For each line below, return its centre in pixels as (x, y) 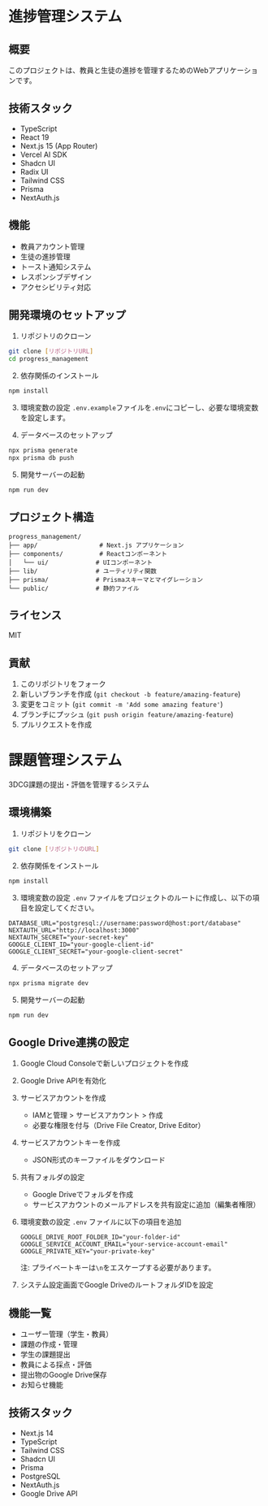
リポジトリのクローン (56, 336)
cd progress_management (49, 359)
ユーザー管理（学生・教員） (67, 1334)
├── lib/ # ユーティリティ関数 (82, 571)
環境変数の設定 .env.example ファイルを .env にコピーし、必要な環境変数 (139, 408)
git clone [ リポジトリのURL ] (54, 849)
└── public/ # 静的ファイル (74, 588)
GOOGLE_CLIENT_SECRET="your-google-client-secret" (96, 952)
